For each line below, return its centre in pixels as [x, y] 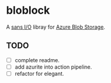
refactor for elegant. [39, 73]
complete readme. [37, 60]
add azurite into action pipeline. [53, 67]
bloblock [28, 10]
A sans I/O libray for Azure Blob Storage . [56, 27]
